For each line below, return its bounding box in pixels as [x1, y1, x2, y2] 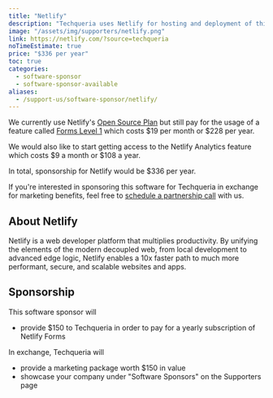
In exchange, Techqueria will [8, 347, 104, 356]
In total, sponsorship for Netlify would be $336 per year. [8, 166, 197, 176]
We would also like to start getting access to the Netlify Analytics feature [8, 142, 252, 151]
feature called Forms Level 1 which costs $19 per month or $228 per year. [8, 126, 255, 136]
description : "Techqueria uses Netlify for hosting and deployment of [8, 20, 253, 28]
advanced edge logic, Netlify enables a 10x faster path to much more [8, 253, 240, 263]
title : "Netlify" [8, 11, 67, 20]
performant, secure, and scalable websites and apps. [8, 262, 187, 272]
